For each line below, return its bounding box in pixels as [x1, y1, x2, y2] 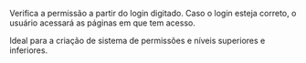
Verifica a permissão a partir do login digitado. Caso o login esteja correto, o [9, 8, 297, 18]
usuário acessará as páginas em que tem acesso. [9, 17, 196, 28]
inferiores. [9, 45, 48, 56]
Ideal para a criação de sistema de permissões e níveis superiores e [9, 36, 266, 46]
